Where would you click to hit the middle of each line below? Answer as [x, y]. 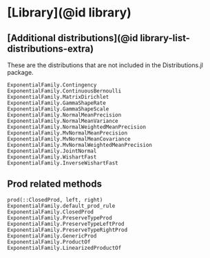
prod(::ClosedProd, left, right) [55, 200]
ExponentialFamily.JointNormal [52, 151]
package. [20, 72]
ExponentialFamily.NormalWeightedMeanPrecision [77, 127]
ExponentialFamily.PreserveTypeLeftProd [66, 224]
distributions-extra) [51, 48]
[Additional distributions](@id [73, 38]
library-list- [165, 38]
